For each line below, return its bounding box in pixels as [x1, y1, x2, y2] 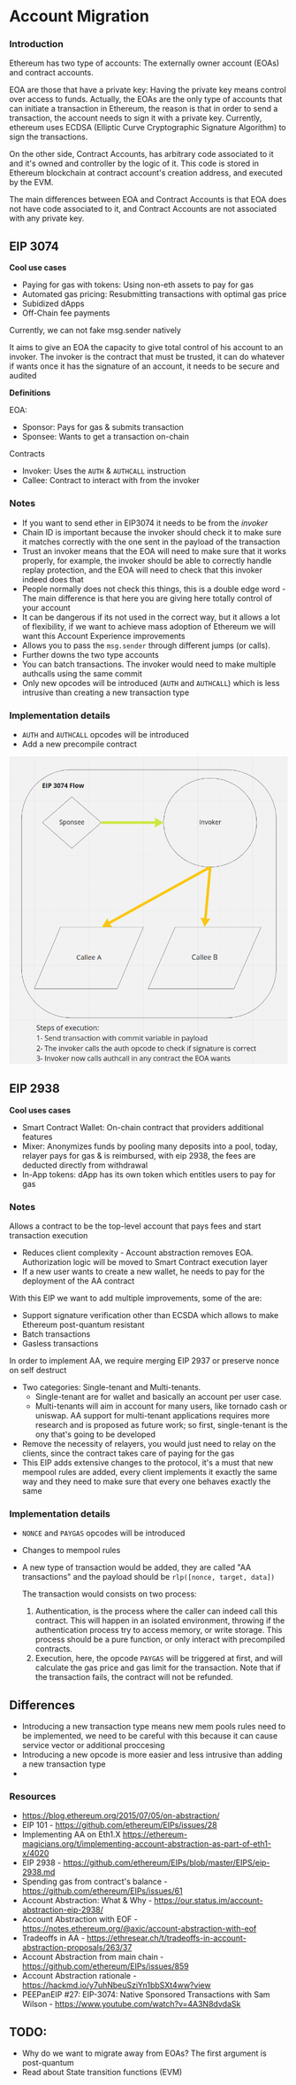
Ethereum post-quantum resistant [21, 1319, 145, 1330]
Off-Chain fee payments [21, 308, 110, 318]
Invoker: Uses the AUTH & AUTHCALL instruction [21, 465, 186, 476]
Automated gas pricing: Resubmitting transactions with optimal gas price [21, 289, 287, 300]
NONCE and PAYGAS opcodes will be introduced [21, 1527, 186, 1539]
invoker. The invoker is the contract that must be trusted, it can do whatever [9, 352, 285, 363]
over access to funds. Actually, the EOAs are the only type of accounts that [9, 94, 283, 105]
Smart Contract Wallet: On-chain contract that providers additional [21, 1121, 264, 1132]
